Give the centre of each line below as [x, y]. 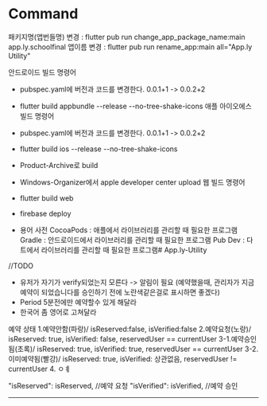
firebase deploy [45, 213]
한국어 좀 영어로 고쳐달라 [58, 312]
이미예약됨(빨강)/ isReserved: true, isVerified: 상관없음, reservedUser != [123, 358]
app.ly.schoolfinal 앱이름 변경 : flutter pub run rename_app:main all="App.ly [130, 47]
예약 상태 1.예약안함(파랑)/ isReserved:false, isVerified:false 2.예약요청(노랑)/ [130, 329]
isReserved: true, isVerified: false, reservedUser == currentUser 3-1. [120, 338]
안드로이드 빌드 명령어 [43, 72]
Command [43, 14]
